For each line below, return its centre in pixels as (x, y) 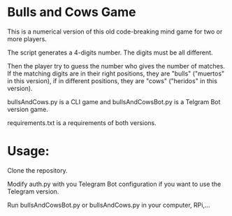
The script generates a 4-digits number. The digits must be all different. (110, 52)
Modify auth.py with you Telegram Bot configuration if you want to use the (114, 184)
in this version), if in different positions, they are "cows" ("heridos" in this (113, 80)
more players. (27, 38)
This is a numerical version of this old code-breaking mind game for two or (115, 31)
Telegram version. (33, 191)
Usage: (29, 151)
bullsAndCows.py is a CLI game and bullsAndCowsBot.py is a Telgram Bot (114, 101)
